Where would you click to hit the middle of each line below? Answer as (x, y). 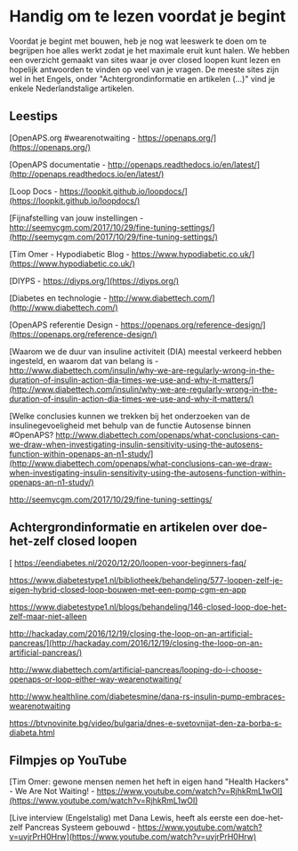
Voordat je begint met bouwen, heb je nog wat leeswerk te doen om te (138, 41)
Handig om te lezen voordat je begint (148, 16)
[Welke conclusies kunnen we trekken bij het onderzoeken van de (130, 416)
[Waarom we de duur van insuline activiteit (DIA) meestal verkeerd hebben (145, 351)
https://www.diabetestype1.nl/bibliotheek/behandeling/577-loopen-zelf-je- (146, 579)
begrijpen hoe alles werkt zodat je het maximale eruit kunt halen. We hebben (150, 50)
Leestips (34, 116)
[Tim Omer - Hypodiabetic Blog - (70, 254)
